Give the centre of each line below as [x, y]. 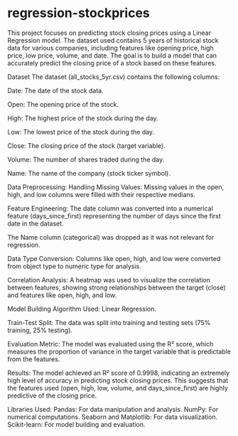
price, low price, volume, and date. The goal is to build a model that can [112, 55]
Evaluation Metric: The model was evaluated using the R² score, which [110, 344]
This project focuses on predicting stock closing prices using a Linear [109, 33]
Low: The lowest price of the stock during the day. [81, 132]
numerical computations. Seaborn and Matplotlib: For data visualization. [113, 417]
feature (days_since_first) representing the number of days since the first [114, 216]
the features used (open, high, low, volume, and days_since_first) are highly [118, 388]
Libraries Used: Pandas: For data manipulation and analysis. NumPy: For [113, 409]
